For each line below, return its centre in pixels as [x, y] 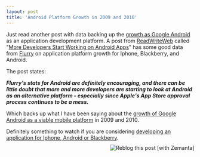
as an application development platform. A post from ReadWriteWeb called [98, 41]
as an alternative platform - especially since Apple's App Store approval [98, 96]
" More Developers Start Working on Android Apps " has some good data [95, 47]
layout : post [22, 12]
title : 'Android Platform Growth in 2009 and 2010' [72, 17]
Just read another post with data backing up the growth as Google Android [98, 34]
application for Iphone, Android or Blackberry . [62, 137]
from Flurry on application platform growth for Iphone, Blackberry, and [93, 53]
